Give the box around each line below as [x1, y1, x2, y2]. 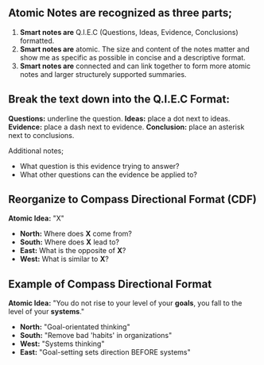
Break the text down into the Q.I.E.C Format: [8, 93, 231, 106]
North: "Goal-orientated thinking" [19, 322, 130, 332]
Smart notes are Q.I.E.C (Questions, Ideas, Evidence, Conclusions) [19, 27, 239, 36]
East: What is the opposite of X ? [19, 246, 126, 255]
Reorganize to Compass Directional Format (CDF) [8, 193, 257, 206]
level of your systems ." [8, 307, 85, 317]
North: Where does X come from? [19, 229, 133, 239]
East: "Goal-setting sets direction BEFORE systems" [19, 348, 191, 357]
